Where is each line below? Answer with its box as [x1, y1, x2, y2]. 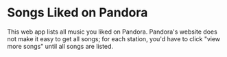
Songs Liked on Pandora [7, 5, 148, 21]
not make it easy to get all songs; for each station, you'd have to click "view [7, 34, 221, 43]
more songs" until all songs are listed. [7, 42, 114, 50]
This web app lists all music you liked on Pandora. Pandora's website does [7, 27, 217, 36]
